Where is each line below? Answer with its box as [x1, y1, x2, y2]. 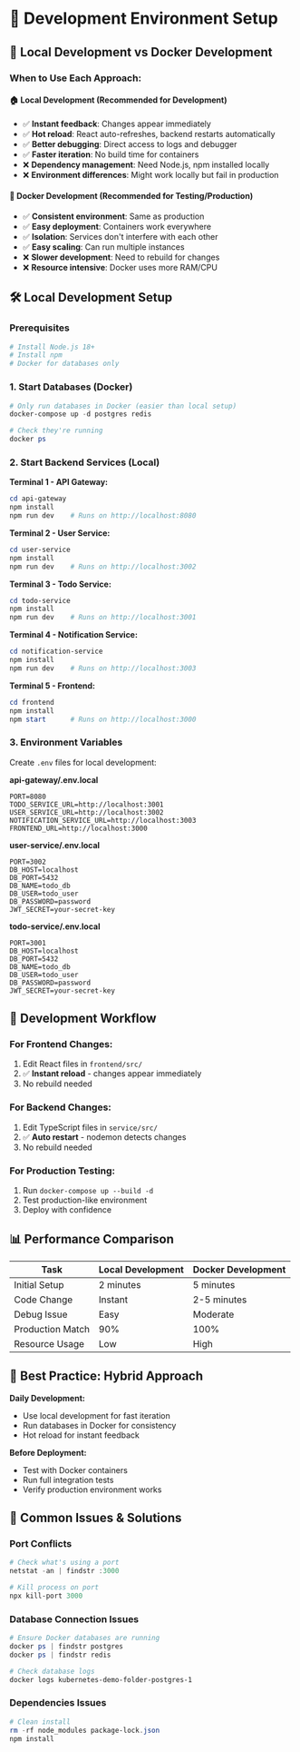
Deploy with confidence [22, 1204, 111, 1215]
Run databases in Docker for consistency [22, 1420, 177, 1430]
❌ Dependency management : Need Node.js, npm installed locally [22, 159, 270, 170]
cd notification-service [9, 647, 103, 657]
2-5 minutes [192, 1293, 247, 1306]
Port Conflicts [9, 1537, 73, 1549]
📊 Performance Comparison [9, 1232, 174, 1247]
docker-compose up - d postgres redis [9, 410, 152, 419]
